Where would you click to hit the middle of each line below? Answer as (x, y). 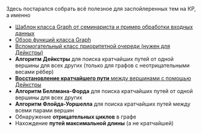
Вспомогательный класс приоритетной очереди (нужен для (93, 46)
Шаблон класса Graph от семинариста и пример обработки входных (104, 27)
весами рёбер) (34, 72)
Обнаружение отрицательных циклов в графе (76, 117)
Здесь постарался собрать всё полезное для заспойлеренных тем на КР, (101, 9)
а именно (18, 15)
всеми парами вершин (44, 110)
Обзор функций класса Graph (53, 40)
